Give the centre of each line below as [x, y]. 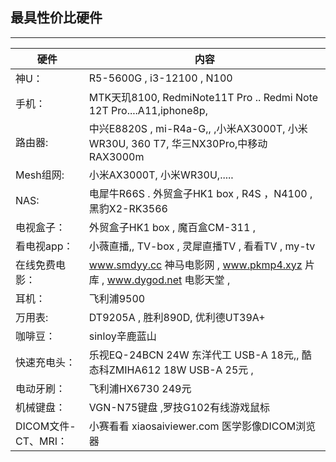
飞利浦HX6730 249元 [140, 388]
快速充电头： [46, 362]
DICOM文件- [46, 426]
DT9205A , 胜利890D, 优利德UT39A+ [177, 317]
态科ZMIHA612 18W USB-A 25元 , [171, 370]
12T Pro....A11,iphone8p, [148, 110]
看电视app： [44, 246]
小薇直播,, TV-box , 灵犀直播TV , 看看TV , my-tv [202, 246]
